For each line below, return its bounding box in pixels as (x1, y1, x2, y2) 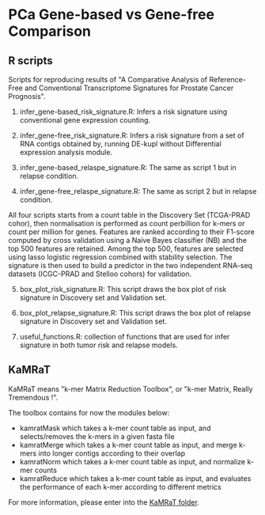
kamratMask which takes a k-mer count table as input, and (19, 423, 211, 433)
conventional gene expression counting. (19, 115, 151, 124)
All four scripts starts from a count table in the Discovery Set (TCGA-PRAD (8, 210, 251, 219)
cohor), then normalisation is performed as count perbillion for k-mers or (8, 219, 245, 228)
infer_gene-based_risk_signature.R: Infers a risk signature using (19, 107, 228, 116)
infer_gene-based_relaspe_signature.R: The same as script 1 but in (19, 163, 237, 172)
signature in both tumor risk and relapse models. (19, 340, 178, 350)
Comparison (8, 22, 92, 40)
